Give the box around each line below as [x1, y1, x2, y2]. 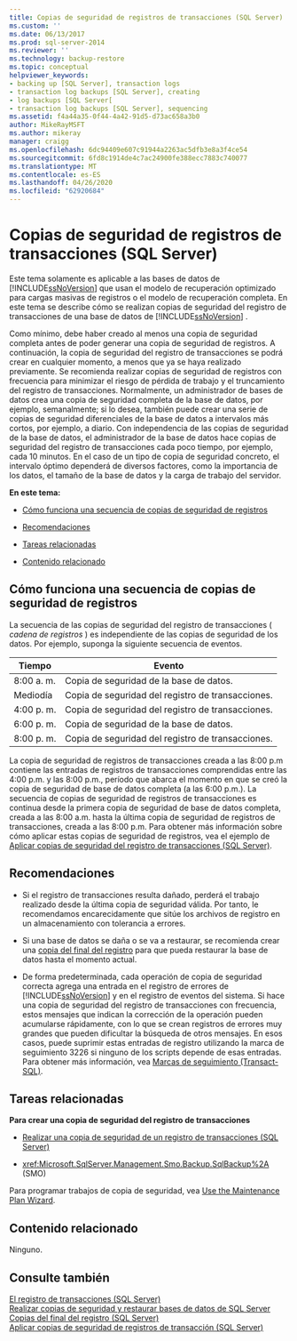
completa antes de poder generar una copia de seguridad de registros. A [9, 337, 276, 348]
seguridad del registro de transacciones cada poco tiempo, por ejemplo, [9, 441, 273, 452]
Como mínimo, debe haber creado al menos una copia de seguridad [9, 328, 258, 339]
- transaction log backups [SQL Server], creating [9, 87, 200, 96]
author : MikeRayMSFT [9, 121, 86, 130]
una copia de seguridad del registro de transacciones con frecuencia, [21, 1000, 277, 1010]
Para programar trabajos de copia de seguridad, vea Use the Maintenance [9, 1185, 280, 1196]
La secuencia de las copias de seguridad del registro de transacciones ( [9, 619, 272, 630]
